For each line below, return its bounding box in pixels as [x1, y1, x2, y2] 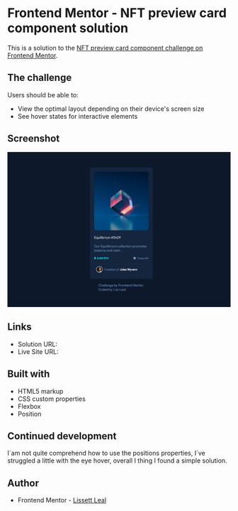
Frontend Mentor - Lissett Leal [17, 496, 107, 505]
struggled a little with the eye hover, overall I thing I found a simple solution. [7, 456, 228, 465]
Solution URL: [17, 340, 58, 348]
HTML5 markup [17, 387, 64, 395]
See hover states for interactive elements [17, 112, 138, 120]
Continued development [7, 430, 117, 442]
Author [7, 477, 39, 489]
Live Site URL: [17, 347, 59, 356]
